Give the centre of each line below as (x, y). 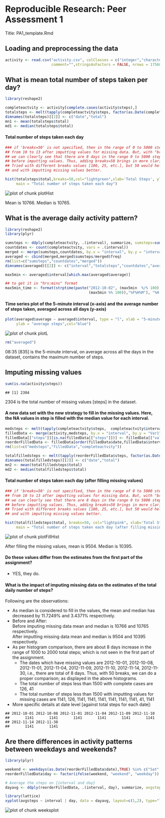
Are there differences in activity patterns (69, 742)
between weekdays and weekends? (61, 749)
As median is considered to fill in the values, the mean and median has (83, 611)
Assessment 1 (34, 19)
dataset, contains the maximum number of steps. (55, 357)
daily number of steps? (29, 590)
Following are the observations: (37, 601)
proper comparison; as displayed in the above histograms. (78, 678)
